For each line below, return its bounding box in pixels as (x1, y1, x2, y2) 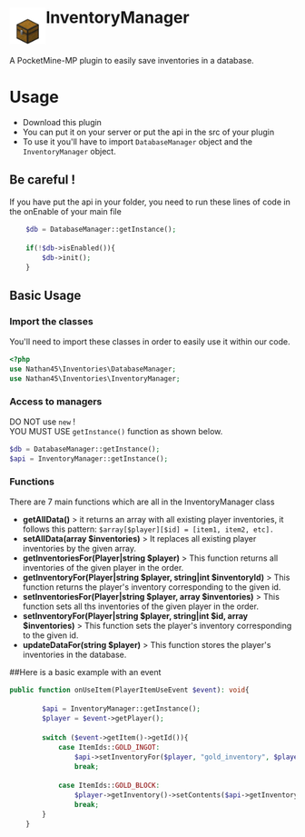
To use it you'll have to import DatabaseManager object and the (22, 135, 252, 147)
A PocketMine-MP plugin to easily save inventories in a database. (9, 55, 254, 65)
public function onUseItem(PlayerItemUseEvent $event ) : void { (9, 685, 250, 694)
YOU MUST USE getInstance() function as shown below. (9, 425, 223, 436)
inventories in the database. (22, 649, 127, 660)
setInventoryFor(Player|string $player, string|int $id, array (22, 610, 249, 621)
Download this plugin (22, 116, 103, 127)
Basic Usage (9, 288, 82, 304)
